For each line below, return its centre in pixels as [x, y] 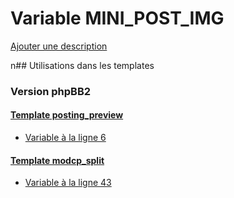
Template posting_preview [67, 115]
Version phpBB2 [51, 91]
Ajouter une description [59, 46]
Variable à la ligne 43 [68, 183]
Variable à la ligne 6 [65, 138]
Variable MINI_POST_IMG [117, 18]
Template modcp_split [57, 160]
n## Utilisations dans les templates [82, 65]
